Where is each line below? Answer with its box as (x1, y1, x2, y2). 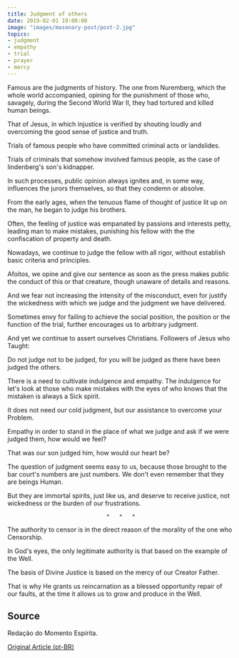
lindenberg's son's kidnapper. (7, 162, 95, 171)
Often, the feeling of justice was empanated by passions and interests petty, (7, 219, 231, 228)
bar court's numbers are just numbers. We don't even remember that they (7, 470, 225, 478)
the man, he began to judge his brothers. (7, 205, 127, 214)
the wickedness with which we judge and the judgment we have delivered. (7, 298, 226, 307)
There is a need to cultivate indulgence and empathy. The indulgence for (7, 376, 221, 385)
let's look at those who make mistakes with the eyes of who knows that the (7, 384, 228, 393)
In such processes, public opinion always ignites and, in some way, (7, 176, 205, 185)
